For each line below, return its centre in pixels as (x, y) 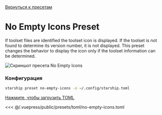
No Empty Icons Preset (52, 27)
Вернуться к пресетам (29, 7)
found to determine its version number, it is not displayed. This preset (75, 46)
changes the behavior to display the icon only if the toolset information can (80, 50)
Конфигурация (24, 78)
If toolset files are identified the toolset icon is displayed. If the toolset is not (81, 40)
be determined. (20, 56)
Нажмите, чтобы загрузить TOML (40, 98)
